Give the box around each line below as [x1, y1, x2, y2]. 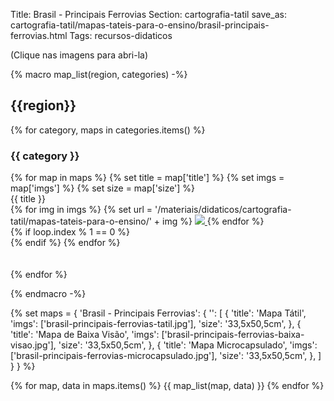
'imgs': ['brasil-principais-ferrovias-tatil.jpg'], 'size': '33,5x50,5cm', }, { [10, 318, 302, 330]
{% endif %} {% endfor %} [10, 237, 121, 249]
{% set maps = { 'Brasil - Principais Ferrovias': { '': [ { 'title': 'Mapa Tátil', [10, 307, 307, 319]
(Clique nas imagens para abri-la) [10, 49, 149, 61]
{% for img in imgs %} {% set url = [10, 204, 153, 216]
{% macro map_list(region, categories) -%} [10, 69, 188, 80]
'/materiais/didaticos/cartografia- [154, 204, 292, 216]
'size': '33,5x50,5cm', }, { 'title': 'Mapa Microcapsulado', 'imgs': [58, 339, 318, 351]
